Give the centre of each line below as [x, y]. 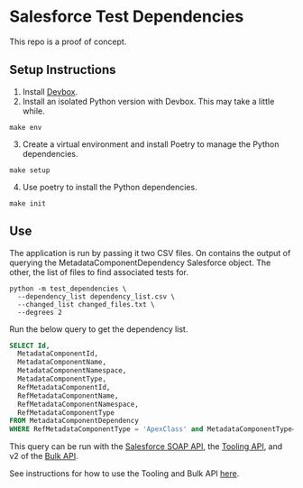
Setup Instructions [63, 70]
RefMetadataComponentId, [64, 387]
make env [26, 127]
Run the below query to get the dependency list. [99, 329]
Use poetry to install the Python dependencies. [110, 187]
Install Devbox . [50, 91]
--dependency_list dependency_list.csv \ [96, 296]
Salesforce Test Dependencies [127, 17]
